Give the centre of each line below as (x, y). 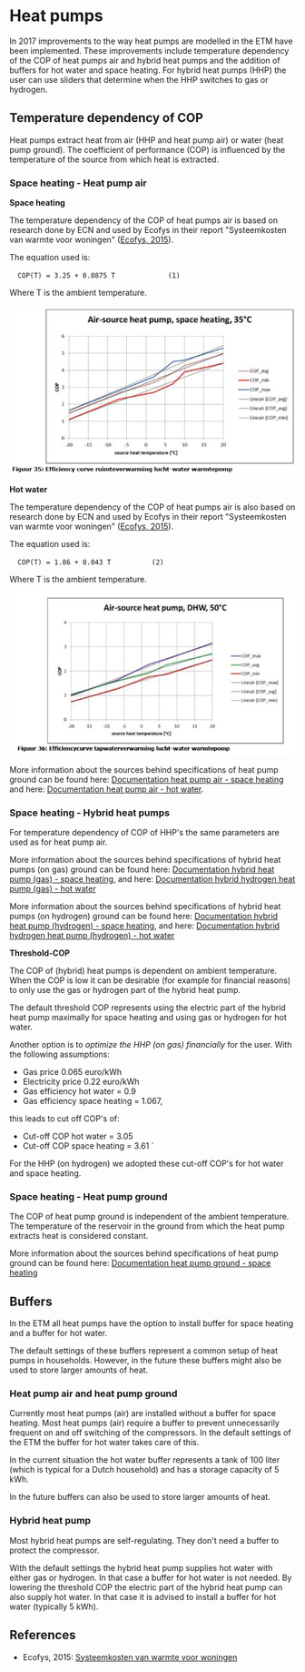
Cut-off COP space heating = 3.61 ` (88, 1146)
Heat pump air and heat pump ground (93, 1393)
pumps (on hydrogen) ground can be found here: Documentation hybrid (144, 917)
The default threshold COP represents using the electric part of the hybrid (148, 1008)
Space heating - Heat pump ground (89, 1196)
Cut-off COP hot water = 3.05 (78, 1136)
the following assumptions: (60, 1054)
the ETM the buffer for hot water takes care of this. (104, 1443)
